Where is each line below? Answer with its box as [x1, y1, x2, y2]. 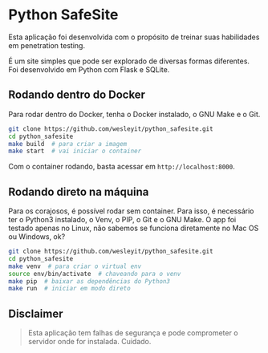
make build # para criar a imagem [8, 140, 128, 148]
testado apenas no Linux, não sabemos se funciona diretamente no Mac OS [8, 223, 259, 233]
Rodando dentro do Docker [8, 88, 146, 102]
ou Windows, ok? [8, 232, 66, 241]
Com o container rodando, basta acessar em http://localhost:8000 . [8, 162, 235, 172]
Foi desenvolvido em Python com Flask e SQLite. [8, 64, 170, 74]
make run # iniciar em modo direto [8, 285, 131, 293]
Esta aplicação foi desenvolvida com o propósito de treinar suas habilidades [8, 32, 260, 42]
